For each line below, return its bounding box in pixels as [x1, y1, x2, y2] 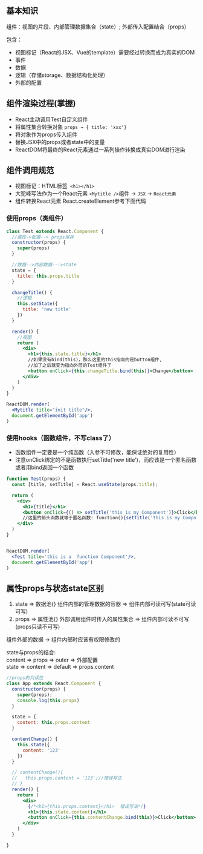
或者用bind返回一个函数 [14, 464, 74, 471]
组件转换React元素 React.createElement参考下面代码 [14, 197, 146, 205]
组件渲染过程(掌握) [6, 99, 76, 109]
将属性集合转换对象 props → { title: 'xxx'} [14, 123, 127, 130]
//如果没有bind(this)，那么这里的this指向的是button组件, [28, 356, 163, 363]
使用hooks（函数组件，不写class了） [6, 433, 115, 442]
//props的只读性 [6, 675, 43, 681]
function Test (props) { [6, 476, 66, 482]
